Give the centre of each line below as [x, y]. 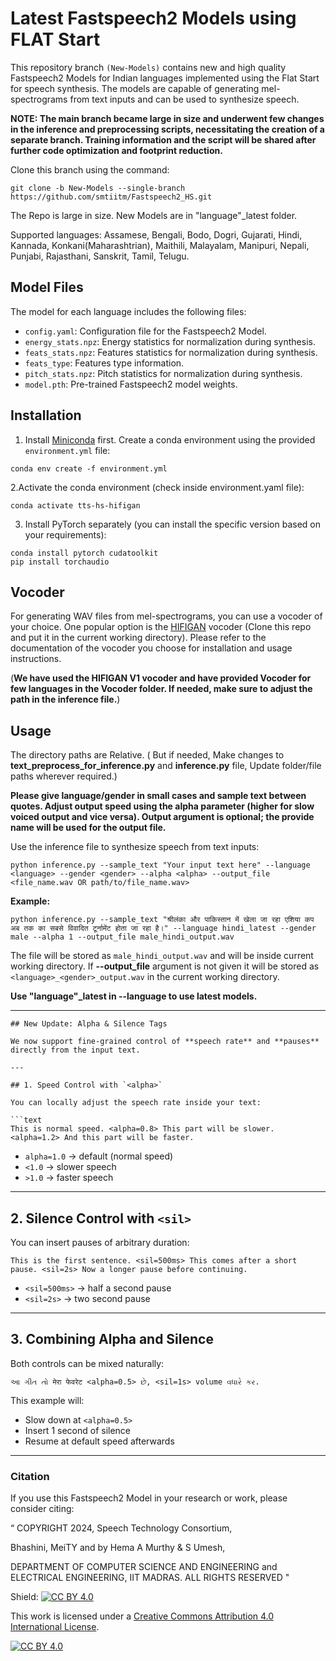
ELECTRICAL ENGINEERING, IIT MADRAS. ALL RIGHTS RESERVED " [150, 1578]
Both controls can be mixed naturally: [87, 1363]
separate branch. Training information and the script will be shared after [163, 139]
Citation [30, 1476]
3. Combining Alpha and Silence [112, 1339]
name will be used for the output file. [88, 828]
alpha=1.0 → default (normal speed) [99, 1156]
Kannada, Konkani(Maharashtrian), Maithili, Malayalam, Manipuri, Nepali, [160, 245]
